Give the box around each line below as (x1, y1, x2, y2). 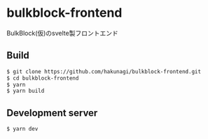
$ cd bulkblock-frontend (6, 75, 79, 82)
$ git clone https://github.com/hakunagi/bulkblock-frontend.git (6, 68, 201, 75)
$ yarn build (6, 87, 45, 95)
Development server (6, 107, 98, 119)
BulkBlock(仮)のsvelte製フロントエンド (6, 29, 118, 37)
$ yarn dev (6, 126, 39, 133)
